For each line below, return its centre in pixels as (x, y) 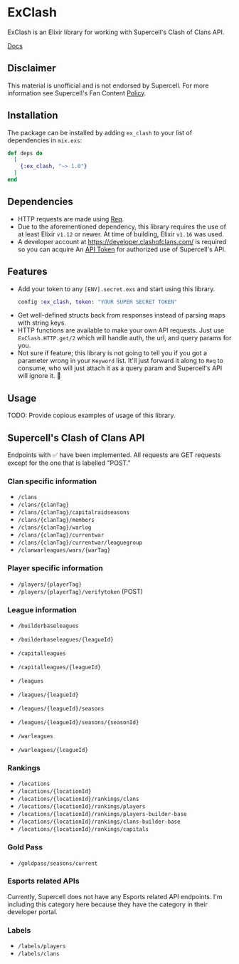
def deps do (25, 153)
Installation (33, 116)
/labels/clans (38, 954)
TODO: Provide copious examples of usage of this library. (91, 415)
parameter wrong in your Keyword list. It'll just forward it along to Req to (121, 361)
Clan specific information (52, 481)
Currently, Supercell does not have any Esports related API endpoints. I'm (115, 896)
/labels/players (42, 947)
